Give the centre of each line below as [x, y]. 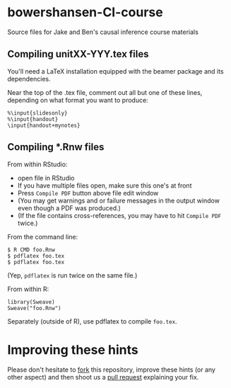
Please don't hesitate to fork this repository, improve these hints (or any [111, 370]
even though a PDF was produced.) [69, 208]
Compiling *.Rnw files [56, 147]
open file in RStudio [46, 178]
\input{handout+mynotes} [44, 125]
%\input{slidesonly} [38, 113]
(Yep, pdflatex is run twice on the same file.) [72, 275]
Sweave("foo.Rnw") [34, 308]
